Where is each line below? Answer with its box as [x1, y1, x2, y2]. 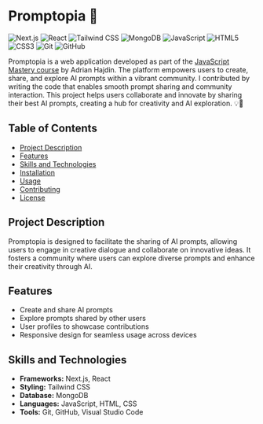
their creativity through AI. [8, 261, 93, 271]
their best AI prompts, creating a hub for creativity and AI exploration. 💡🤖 [8, 98, 244, 108]
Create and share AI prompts [19, 305, 114, 315]
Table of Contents [8, 122, 98, 135]
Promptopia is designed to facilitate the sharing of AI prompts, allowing [8, 236, 238, 246]
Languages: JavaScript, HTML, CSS [19, 399, 137, 408]
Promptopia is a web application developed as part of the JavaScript [8, 57, 230, 66]
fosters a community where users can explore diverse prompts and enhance [8, 253, 255, 263]
